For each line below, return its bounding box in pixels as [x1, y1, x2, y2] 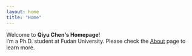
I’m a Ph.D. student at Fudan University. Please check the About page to [6, 37, 186, 45]
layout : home [6, 8, 39, 15]
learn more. [6, 43, 35, 51]
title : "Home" [6, 14, 42, 20]
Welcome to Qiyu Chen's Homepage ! [6, 31, 101, 38]
